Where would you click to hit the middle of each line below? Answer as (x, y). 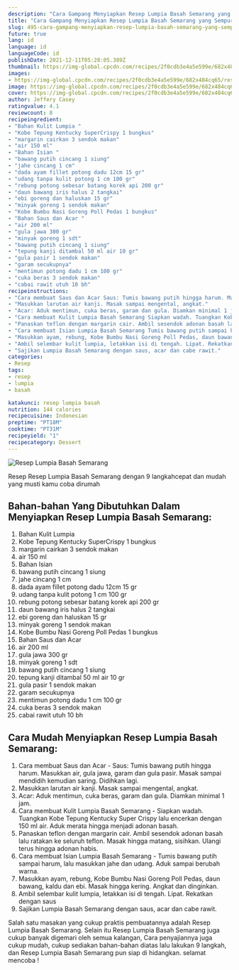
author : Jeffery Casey (41, 100)
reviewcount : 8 (30, 113)
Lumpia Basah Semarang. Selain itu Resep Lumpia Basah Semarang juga (114, 930)
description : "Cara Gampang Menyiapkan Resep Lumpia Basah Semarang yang (119, 14)
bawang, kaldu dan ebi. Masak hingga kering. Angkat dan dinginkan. (118, 886)
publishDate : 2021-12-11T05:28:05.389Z (67, 60)
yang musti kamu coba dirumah (54, 484)
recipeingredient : (35, 119)
